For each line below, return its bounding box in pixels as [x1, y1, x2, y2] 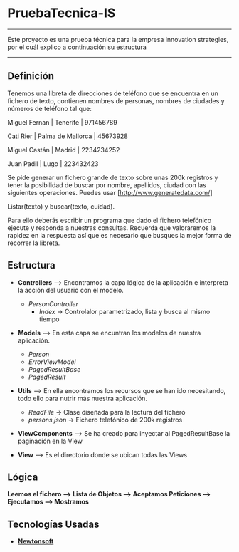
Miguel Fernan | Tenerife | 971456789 [7, 118, 117, 126]
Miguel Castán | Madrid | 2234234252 [7, 145, 120, 154]
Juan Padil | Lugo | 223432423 [7, 159, 99, 168]
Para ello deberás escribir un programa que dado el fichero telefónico [7, 216, 212, 224]
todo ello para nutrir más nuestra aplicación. [17, 394, 148, 402]
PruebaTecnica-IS [7, 5, 116, 21]
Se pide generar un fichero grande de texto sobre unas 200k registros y [7, 173, 218, 182]
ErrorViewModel [28, 358, 76, 366]
